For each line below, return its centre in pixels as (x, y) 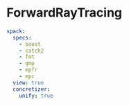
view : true (28, 82)
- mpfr (28, 70)
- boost (30, 44)
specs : (22, 37)
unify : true (36, 96)
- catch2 (32, 51)
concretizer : (32, 89)
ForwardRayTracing (64, 13)
